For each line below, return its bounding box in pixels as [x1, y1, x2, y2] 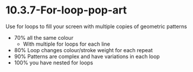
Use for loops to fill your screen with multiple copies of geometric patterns [5, 23, 187, 30]
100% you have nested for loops [14, 59, 94, 66]
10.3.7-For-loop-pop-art [5, 4, 127, 17]
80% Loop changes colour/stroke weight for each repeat [14, 46, 153, 53]
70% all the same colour [14, 34, 73, 41]
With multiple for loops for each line [22, 40, 111, 47]
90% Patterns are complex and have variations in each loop [14, 53, 160, 60]
